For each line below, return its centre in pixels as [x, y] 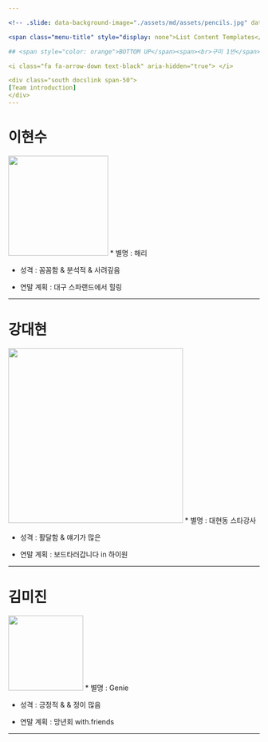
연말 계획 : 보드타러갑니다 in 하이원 [74, 554]
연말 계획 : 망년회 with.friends [67, 721]
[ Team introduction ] [43, 88]
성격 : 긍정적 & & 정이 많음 [60, 704]
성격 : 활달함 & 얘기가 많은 [60, 537]
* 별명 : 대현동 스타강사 [221, 520]
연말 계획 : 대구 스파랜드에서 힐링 [71, 287]
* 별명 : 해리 [128, 253]
